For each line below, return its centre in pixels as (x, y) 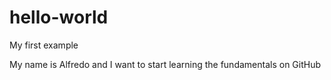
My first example (44, 45)
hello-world (59, 17)
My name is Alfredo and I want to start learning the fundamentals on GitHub (165, 64)
